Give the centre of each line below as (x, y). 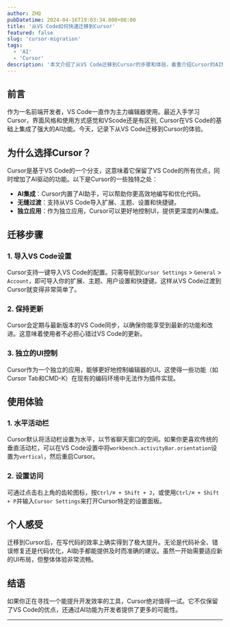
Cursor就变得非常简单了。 (44, 289)
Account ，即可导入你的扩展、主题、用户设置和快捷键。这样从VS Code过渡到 (114, 281)
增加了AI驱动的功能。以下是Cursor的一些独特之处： (86, 179)
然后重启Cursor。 (74, 457)
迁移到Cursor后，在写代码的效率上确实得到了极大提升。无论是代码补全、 (110, 543)
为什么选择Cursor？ (49, 153)
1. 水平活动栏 (28, 423)
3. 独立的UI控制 (33, 353)
